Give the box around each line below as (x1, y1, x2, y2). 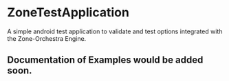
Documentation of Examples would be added (7, 54, 204, 66)
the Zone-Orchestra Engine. (7, 34, 87, 42)
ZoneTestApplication (7, 5, 129, 20)
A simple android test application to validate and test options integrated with (7, 27, 223, 35)
